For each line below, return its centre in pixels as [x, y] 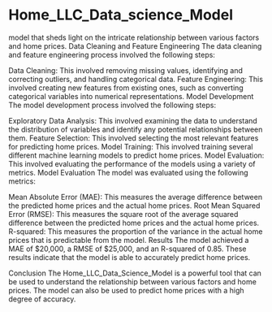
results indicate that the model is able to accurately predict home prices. [130, 257]
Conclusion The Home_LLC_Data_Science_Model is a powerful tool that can [135, 273]
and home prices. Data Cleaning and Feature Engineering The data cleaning [135, 45]
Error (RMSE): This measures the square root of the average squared [123, 214]
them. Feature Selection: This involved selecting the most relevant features [134, 138]
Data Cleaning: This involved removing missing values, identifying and [126, 70]
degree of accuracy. [42, 299]
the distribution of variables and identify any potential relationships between [136, 129]
